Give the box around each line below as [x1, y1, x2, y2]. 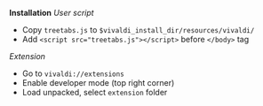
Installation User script [9, 8, 95, 18]
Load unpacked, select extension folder [21, 87, 168, 97]
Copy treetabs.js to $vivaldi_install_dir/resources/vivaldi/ [21, 25, 255, 34]
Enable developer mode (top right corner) [21, 78, 175, 87]
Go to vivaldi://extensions [21, 68, 124, 79]
